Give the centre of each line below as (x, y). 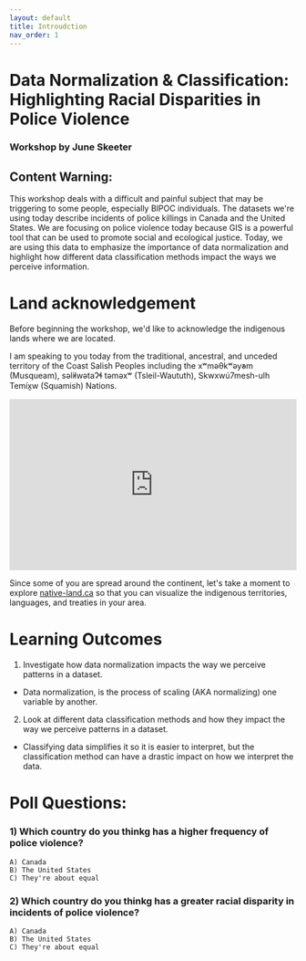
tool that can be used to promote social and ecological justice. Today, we (146, 237)
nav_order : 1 (34, 35)
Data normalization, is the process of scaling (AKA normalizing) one (150, 692)
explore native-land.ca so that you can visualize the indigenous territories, (148, 593)
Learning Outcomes (86, 639)
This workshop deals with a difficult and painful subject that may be (137, 199)
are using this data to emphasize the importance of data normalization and (149, 247)
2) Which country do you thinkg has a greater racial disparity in (152, 901)
